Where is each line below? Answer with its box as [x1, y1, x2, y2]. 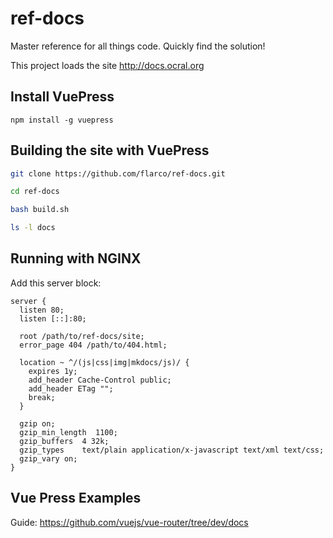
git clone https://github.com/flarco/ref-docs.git [10, 168, 226, 179]
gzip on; [19, 418, 56, 429]
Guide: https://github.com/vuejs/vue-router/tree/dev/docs [10, 516, 249, 528]
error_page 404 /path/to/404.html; [19, 340, 168, 350]
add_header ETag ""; [28, 383, 114, 394]
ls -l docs [10, 223, 56, 233]
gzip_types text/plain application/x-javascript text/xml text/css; [19, 445, 325, 455]
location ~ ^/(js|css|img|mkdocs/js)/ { [19, 357, 190, 367]
